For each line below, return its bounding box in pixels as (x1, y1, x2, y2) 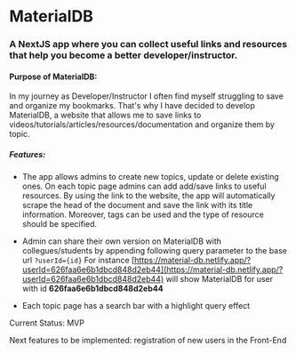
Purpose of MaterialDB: (9, 71, 98, 82)
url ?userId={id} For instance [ (21, 255, 135, 266)
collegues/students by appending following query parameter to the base (21, 245, 287, 256)
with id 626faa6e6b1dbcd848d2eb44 (21, 283, 164, 294)
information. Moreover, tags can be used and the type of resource (21, 209, 264, 220)
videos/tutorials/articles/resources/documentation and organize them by (9, 119, 276, 130)
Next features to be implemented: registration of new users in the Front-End (9, 335, 287, 346)
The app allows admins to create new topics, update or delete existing (21, 172, 280, 182)
